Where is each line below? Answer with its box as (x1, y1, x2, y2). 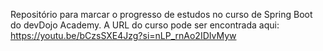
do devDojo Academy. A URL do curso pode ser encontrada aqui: (10, 19, 280, 31)
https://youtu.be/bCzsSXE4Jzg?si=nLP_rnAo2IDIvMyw (10, 30, 237, 41)
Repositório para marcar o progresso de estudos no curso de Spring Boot (10, 9, 313, 20)
